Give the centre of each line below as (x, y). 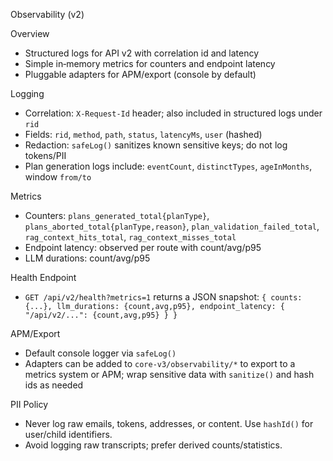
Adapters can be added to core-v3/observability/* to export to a (160, 363)
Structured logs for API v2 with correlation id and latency (142, 53)
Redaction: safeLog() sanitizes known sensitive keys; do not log (156, 145)
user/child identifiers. (68, 434)
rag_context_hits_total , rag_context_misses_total (130, 237)
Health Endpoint (43, 277)
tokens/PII (45, 155)
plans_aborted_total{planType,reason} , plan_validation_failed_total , (172, 226)
